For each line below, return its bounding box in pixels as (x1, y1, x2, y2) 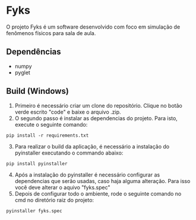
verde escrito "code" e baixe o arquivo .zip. (14, 108, 121, 115)
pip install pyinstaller (6, 161, 68, 166)
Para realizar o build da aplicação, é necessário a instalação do (14, 143, 170, 150)
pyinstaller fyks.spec (6, 208, 62, 214)
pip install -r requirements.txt (6, 132, 89, 139)
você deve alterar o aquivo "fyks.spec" (14, 184, 110, 191)
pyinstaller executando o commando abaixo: (14, 149, 124, 156)
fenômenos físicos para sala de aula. (6, 29, 96, 36)
